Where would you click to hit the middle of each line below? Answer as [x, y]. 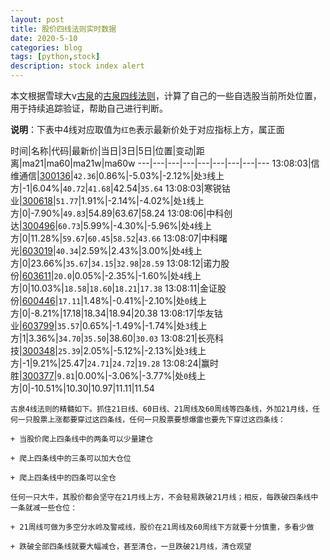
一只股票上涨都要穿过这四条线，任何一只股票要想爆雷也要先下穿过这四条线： [151, 420]
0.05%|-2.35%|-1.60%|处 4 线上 [138, 275]
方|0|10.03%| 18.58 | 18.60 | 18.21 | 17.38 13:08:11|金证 [114, 288]
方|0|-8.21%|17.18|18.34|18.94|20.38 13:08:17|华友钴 [116, 313]
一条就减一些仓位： [44, 508]
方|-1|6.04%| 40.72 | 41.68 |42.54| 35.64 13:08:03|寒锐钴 [120, 188]
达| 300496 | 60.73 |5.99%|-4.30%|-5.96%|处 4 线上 [111, 225]
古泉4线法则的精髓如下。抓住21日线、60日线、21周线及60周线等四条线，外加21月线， [161, 409]
